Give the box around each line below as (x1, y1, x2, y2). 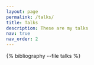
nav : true (6, 31, 31, 37)
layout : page (6, 8, 38, 15)
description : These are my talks (6, 25, 89, 31)
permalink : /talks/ (6, 14, 54, 20)
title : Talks (6, 19, 38, 25)
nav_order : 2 (6, 36, 38, 42)
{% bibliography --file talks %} (6, 53, 81, 59)
